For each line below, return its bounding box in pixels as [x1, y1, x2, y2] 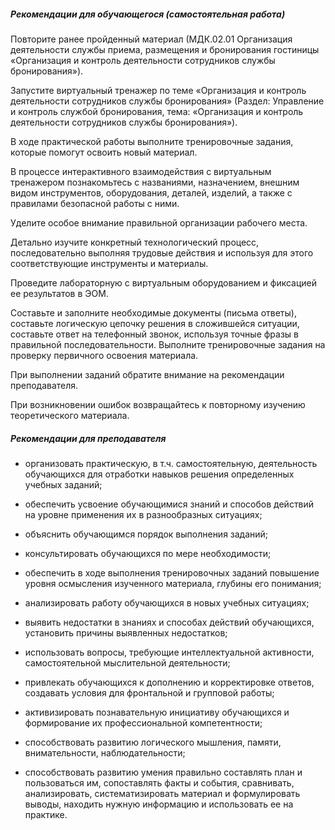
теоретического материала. [10, 409, 130, 421]
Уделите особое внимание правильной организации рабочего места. [10, 216, 308, 229]
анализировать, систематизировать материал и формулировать [24, 787, 301, 799]
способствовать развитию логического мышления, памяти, [24, 736, 282, 748]
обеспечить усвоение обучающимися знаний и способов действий [24, 498, 315, 510]
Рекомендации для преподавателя [10, 432, 167, 444]
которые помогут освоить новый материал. [10, 146, 198, 158]
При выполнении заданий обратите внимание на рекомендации [10, 368, 285, 380]
